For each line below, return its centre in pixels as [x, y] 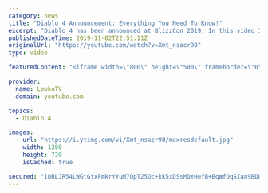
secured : [23, 176]
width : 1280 [42, 148]
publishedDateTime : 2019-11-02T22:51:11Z [78, 38]
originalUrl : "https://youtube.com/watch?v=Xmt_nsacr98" [105, 45]
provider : [25, 81]
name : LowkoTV [39, 89]
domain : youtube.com [49, 96]
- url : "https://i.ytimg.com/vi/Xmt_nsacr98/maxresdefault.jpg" [124, 140]
